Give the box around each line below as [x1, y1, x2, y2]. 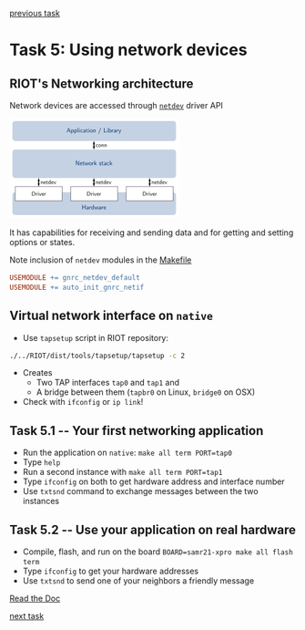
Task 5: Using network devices [9, 40, 248, 60]
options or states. [9, 237, 76, 247]
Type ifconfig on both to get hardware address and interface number [22, 476, 285, 487]
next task [9, 611, 45, 622]
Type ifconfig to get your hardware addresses [22, 565, 198, 577]
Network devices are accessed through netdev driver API [9, 100, 223, 110]
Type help [22, 457, 61, 468]
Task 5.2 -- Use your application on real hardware [9, 522, 297, 537]
